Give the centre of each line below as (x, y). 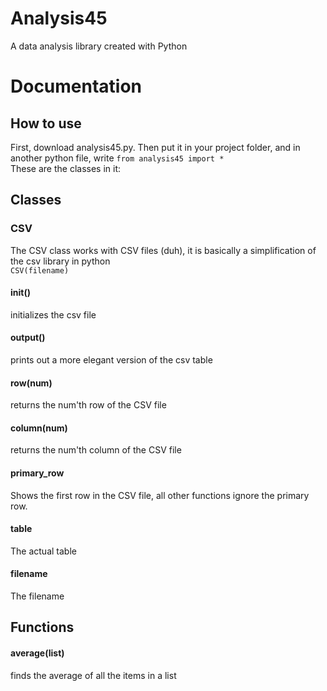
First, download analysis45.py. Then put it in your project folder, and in (155, 147)
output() (28, 338)
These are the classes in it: (66, 168)
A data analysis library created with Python (99, 46)
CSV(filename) (40, 270)
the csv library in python (60, 261)
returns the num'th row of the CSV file (88, 405)
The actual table (43, 551)
